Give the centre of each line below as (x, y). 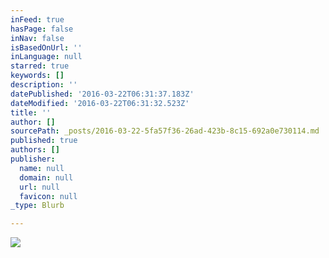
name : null (42, 168)
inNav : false (37, 38)
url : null (39, 187)
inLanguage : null (46, 57)
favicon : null (48, 196)
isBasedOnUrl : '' (46, 47)
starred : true (40, 66)
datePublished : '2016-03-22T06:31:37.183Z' (102, 94)
